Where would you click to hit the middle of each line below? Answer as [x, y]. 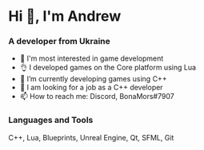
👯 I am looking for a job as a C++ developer [91, 88]
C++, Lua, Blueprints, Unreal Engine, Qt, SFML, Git [91, 137]
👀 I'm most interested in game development [92, 58]
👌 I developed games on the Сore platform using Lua [108, 68]
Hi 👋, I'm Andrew [65, 16]
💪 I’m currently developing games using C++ [93, 79]
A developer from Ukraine [59, 41]
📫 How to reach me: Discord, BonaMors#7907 [97, 97]
